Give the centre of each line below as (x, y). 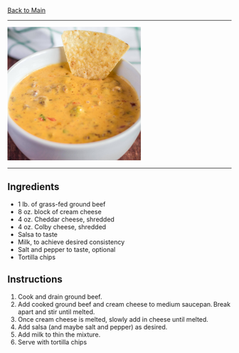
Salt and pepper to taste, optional (67, 249)
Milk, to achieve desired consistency (71, 242)
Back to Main (27, 10)
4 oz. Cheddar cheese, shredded (66, 219)
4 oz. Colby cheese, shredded (62, 226)
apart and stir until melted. (56, 312)
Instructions (35, 279)
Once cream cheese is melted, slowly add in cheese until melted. (113, 319)
